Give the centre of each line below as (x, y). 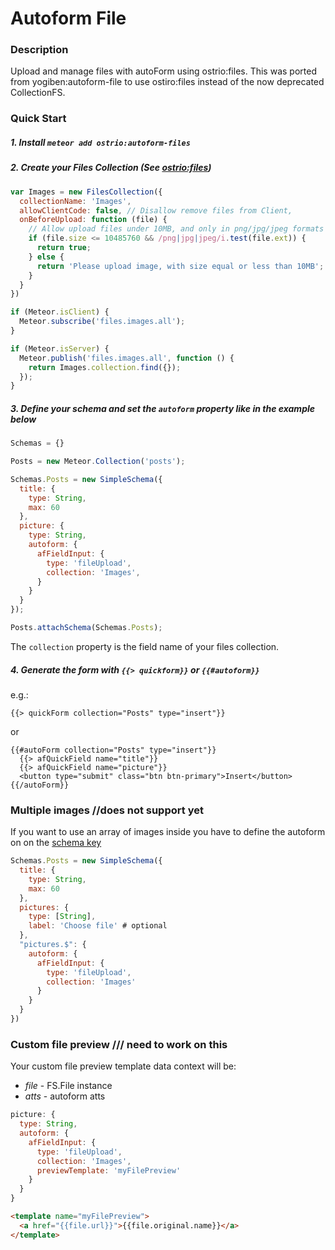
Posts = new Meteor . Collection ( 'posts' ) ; (98, 462)
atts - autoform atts (65, 1096)
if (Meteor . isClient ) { (60, 312)
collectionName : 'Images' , (75, 201)
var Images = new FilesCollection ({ (86, 192)
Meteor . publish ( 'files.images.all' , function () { (127, 358)
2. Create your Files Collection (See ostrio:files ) (111, 168)
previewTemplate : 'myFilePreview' (109, 1170)
